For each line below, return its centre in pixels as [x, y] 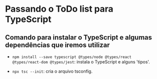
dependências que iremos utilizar [57, 45]
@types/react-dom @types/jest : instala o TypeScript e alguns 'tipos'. [81, 62]
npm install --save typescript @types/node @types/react [72, 57]
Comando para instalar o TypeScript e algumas [79, 37]
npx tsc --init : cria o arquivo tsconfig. [52, 71]
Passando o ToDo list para [59, 9]
